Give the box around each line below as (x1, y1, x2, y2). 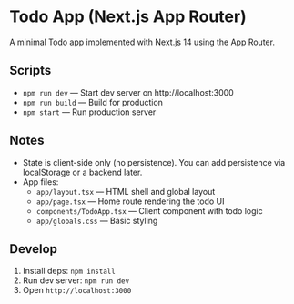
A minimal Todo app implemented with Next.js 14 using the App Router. (9, 36, 276, 47)
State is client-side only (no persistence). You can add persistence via (22, 157, 286, 167)
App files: (22, 176, 59, 187)
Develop (9, 241, 57, 257)
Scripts (9, 63, 52, 78)
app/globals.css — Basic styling (35, 215, 158, 226)
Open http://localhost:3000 (22, 285, 132, 296)
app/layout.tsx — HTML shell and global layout (35, 186, 216, 197)
